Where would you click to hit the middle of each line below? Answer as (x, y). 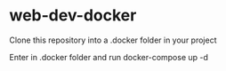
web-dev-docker (73, 16)
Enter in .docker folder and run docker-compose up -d (109, 57)
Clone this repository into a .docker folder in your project (113, 40)
